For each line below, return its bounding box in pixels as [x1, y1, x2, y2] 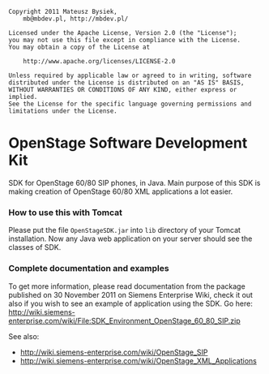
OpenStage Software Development [8, 134, 248, 153]
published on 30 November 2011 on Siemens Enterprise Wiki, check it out [8, 290, 254, 299]
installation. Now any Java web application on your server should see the [8, 234, 253, 243]
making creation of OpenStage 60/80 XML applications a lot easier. [8, 187, 233, 196]
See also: [8, 331, 40, 341]
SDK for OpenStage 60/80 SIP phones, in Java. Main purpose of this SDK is [8, 178, 261, 187]
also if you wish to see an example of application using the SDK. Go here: [8, 299, 253, 308]
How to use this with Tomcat [8, 207, 123, 218]
